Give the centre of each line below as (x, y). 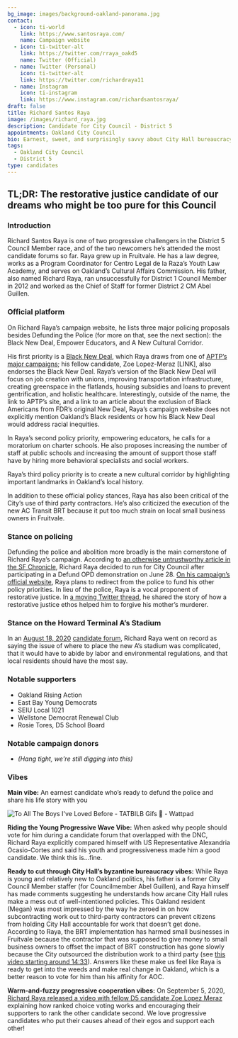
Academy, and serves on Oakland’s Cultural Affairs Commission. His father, (117, 271)
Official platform (36, 312)
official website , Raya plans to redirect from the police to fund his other (111, 582)
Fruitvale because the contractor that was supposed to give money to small (117, 939)
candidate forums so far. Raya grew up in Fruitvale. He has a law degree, (113, 256)
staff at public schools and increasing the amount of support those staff (112, 453)
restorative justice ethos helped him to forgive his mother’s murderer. (108, 605)
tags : (15, 146)
